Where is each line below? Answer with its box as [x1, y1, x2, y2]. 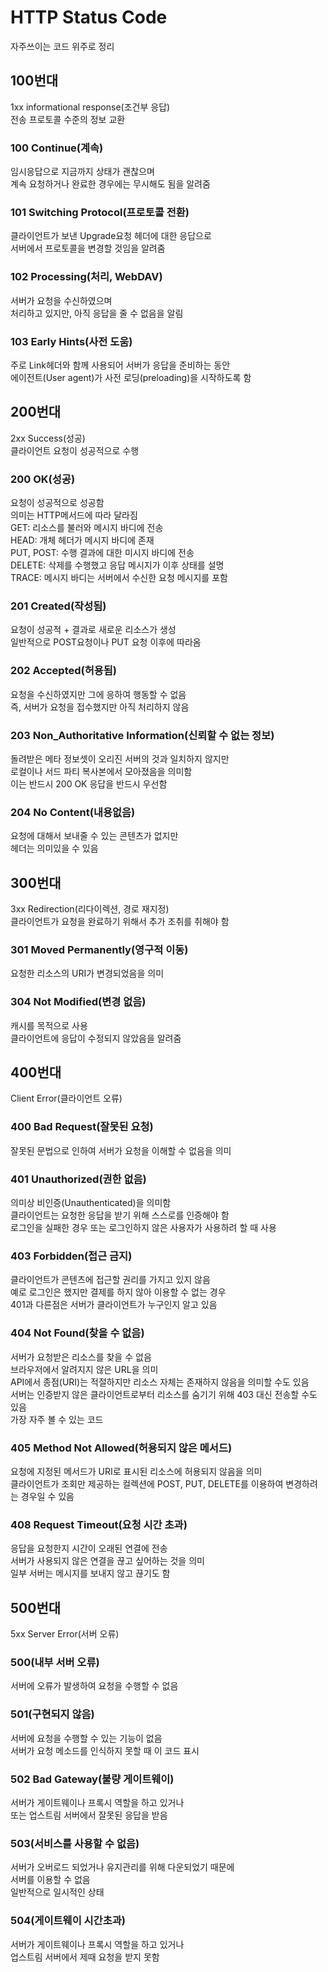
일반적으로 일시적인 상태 [10, 1886, 105, 1898]
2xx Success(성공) [10, 432, 86, 444]
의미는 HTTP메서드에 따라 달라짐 [10, 509, 138, 521]
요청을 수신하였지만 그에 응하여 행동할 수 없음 [10, 688, 187, 700]
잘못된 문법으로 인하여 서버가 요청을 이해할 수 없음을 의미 [10, 1144, 232, 1156]
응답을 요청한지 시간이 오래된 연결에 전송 [10, 1542, 168, 1555]
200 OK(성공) [10, 472, 76, 486]
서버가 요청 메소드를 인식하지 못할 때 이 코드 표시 [10, 1744, 200, 1756]
